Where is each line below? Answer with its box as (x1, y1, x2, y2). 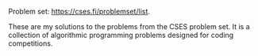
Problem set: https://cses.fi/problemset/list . (8, 7, 151, 16)
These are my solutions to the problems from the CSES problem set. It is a (8, 22, 250, 31)
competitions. (8, 39, 53, 48)
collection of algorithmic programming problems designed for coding (8, 31, 234, 39)
